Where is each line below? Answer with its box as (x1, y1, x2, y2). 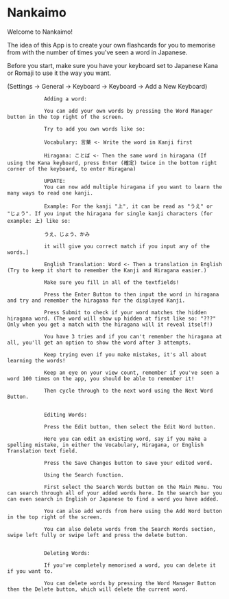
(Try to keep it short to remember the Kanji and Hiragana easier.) (7, 267, 207, 274)
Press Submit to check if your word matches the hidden (43, 309, 207, 316)
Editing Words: (43, 411, 88, 418)
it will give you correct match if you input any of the (43, 243, 210, 250)
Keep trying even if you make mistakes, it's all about (43, 351, 207, 358)
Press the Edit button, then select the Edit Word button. (43, 423, 216, 431)
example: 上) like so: (7, 217, 71, 224)
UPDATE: (43, 177, 67, 184)
